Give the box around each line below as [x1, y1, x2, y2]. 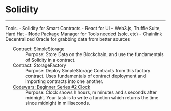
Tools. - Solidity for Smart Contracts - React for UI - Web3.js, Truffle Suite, [5, 25, 161, 31]
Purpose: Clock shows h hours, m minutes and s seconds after [25, 89, 157, 95]
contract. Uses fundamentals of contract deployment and [25, 73, 146, 79]
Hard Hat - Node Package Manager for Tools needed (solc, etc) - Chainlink [5, 31, 162, 37]
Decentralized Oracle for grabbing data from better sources [5, 36, 130, 42]
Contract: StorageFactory [12, 62, 66, 68]
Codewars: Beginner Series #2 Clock [12, 84, 91, 90]
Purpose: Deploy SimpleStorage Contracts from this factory [25, 67, 151, 73]
